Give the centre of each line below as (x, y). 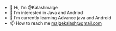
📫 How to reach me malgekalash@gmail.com (56, 23)
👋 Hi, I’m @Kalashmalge (34, 8)
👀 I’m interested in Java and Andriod (46, 13)
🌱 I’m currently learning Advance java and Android (60, 18)
